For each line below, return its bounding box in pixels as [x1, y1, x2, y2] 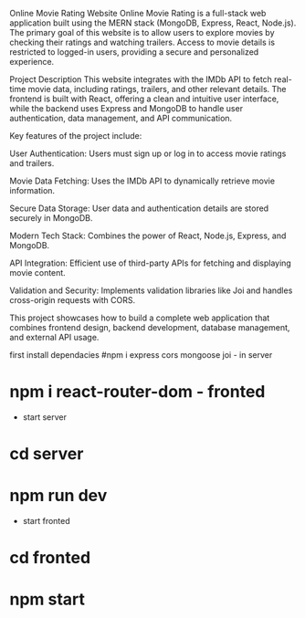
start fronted [22, 516, 70, 527]
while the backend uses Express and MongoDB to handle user [9, 103, 244, 113]
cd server [9, 444, 84, 465]
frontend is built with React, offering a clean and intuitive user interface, [9, 93, 279, 104]
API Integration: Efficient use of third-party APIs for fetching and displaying [9, 257, 292, 268]
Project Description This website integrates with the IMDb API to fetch [9, 74, 272, 85]
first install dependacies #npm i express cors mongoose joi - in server [9, 350, 273, 360]
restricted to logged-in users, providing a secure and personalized [9, 47, 259, 58]
